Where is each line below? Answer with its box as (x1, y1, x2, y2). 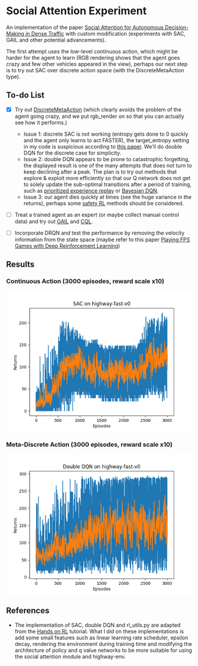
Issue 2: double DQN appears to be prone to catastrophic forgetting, (23, 155, 190, 162)
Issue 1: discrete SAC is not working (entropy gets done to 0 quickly (23, 130, 189, 137)
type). (6, 73, 21, 80)
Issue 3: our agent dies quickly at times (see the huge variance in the (23, 193, 192, 200)
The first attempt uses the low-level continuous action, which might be (6, 47, 178, 55)
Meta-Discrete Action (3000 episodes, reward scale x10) (6, 440, 173, 449)
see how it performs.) (14, 119, 67, 126)
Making (6, 30, 25, 37)
